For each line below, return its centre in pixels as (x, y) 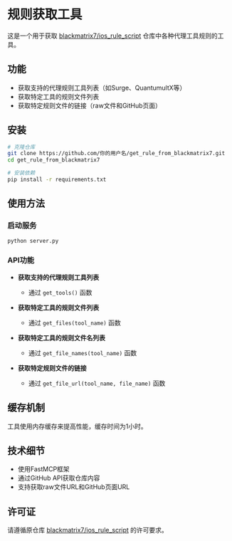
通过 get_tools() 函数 (60, 292)
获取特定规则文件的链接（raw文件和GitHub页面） (90, 105)
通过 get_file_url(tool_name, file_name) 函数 (97, 383)
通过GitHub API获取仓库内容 (59, 478)
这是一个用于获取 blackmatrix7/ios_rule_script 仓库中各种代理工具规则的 (113, 36)
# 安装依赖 (21, 173)
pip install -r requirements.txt (57, 180)
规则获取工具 (45, 15)
